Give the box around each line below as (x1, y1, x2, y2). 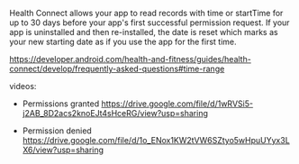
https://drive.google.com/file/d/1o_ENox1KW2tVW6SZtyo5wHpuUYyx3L (22, 135, 290, 145)
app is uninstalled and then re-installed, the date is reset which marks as (9, 27, 278, 37)
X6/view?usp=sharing (22, 144, 104, 155)
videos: (9, 81, 37, 91)
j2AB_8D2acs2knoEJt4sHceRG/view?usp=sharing (22, 108, 209, 118)
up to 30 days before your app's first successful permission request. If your (9, 17, 290, 28)
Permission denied (22, 125, 92, 136)
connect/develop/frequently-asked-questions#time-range (9, 63, 225, 74)
